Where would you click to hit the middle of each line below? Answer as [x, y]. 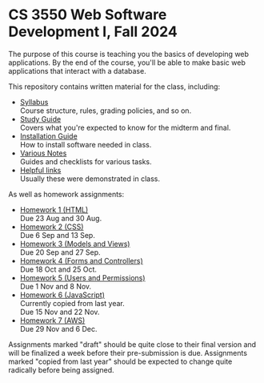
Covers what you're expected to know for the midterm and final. [125, 127]
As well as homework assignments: [66, 194]
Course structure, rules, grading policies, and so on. [106, 111]
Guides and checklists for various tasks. [86, 161]
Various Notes [43, 153]
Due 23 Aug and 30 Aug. [61, 218]
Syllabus [34, 102]
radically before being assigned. [61, 369]
